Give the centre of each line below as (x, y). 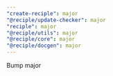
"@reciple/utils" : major (42, 33)
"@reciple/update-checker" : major (56, 20)
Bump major (24, 65)
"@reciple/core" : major (41, 39)
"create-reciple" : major (42, 13)
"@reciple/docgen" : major (44, 46)
